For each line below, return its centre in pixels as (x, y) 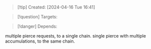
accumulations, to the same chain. (40, 41)
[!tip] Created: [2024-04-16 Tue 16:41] (56, 7)
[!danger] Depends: (37, 26)
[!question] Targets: (37, 17)
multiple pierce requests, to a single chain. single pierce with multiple (75, 36)
